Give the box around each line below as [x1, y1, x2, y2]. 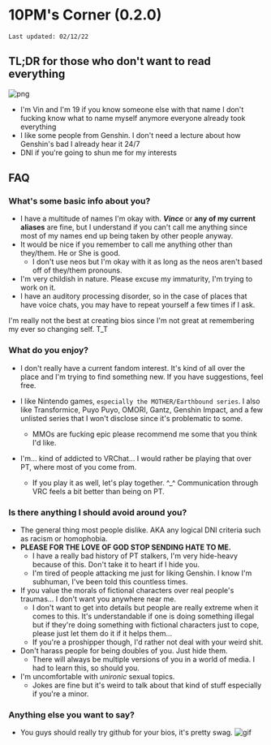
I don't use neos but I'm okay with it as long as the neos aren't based [32, 257, 263, 267]
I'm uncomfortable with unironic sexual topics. [19, 672, 175, 682]
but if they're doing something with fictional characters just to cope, [32, 620, 260, 630]
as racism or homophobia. [19, 534, 108, 544]
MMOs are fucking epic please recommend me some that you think [32, 428, 258, 439]
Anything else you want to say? [8, 708, 135, 720]
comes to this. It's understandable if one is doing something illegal [32, 611, 254, 622]
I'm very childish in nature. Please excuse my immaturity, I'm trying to [19, 274, 253, 284]
